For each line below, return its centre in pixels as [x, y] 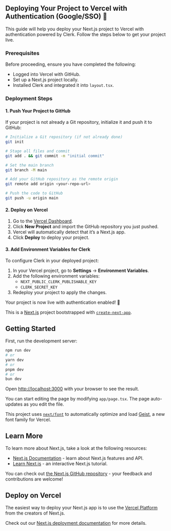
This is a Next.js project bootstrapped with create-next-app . [69, 313]
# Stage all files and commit [38, 151]
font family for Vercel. [28, 420]
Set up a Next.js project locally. [45, 80]
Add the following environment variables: [56, 276]
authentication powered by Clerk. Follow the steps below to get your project [85, 34]
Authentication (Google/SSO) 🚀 [56, 17]
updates [14, 404]
